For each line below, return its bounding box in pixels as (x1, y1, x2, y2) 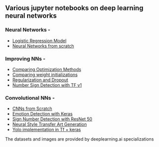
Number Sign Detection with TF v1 (12, 82, 82, 88)
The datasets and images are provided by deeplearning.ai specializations (5, 136, 154, 142)
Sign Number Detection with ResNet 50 (12, 116, 92, 122)
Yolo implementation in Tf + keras (12, 127, 81, 133)
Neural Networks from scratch (12, 43, 74, 49)
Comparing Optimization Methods (12, 66, 81, 72)
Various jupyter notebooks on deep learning (5, 4, 144, 12)
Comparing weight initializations (12, 72, 78, 77)
